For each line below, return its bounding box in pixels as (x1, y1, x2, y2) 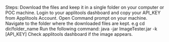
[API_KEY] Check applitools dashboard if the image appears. (5, 31, 133, 37)
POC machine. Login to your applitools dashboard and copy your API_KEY (5, 10, 161, 16)
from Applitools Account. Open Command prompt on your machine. (5, 15, 148, 21)
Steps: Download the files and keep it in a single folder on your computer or (5, 5, 164, 10)
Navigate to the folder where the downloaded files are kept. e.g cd (5, 20, 145, 26)
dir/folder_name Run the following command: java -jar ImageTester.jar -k (5, 26, 157, 32)
